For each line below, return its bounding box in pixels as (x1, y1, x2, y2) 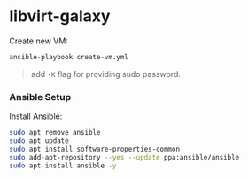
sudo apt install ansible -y (9, 161, 117, 170)
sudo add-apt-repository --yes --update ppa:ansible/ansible (9, 152, 240, 161)
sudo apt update (9, 136, 69, 145)
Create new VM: (9, 35, 68, 46)
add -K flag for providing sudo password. (30, 68, 182, 79)
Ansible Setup (9, 90, 72, 103)
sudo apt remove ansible (9, 128, 101, 137)
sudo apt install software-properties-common (9, 144, 180, 153)
